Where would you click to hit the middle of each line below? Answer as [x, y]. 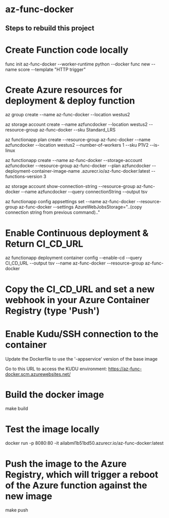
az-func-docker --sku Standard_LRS [77, 130]
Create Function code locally [67, 50]
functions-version [24, 177]
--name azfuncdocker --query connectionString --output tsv [84, 192]
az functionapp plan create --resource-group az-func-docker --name [78, 140]
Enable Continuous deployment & [77, 233]
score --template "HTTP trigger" [52, 69]
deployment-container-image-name [43, 171]
